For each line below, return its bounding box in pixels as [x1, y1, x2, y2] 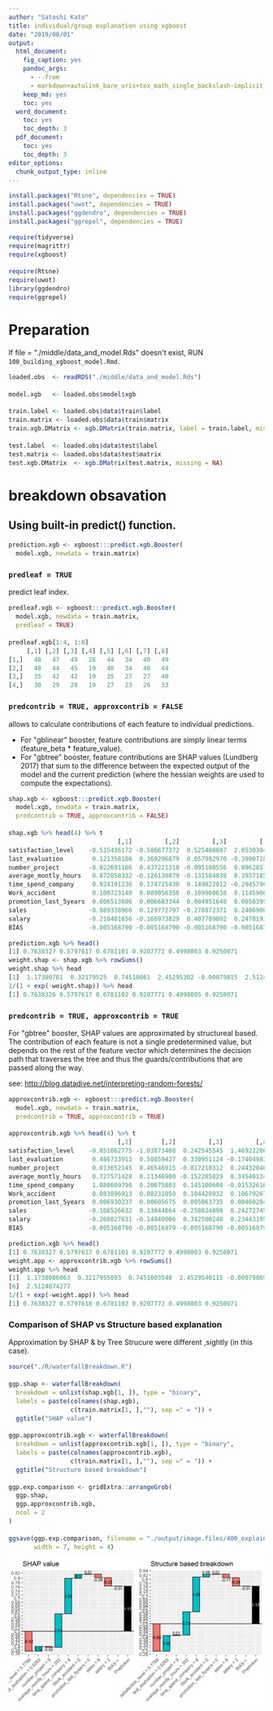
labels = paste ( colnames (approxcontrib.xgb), [15, 1448, 173, 1456]
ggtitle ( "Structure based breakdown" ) [15, 1465, 148, 1474]
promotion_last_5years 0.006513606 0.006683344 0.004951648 [8, 898, 227, 906]
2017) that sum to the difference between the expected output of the [19, 760, 250, 770]
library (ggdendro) [8, 285, 71, 293]
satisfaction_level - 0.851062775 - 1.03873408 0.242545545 [8, 1147, 223, 1155]
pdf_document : [15, 133, 63, 141]
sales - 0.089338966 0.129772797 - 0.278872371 [8, 906, 227, 914]
